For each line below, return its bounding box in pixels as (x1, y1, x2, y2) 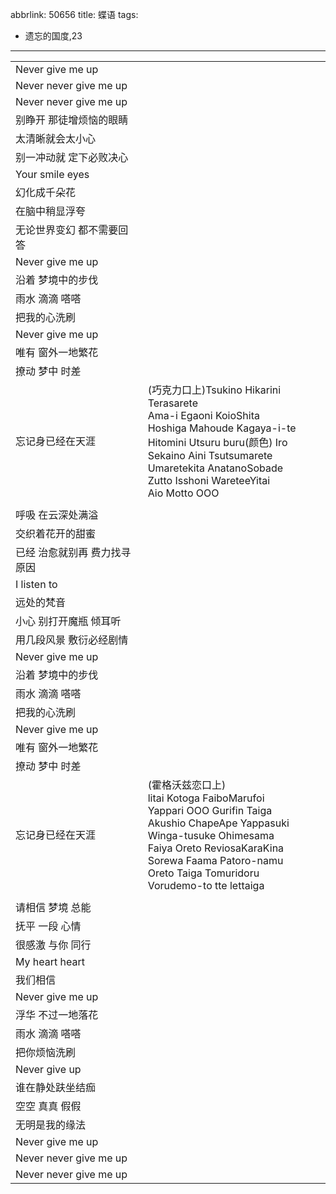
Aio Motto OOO (147, 486, 220, 500)
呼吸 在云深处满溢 (15, 508, 99, 522)
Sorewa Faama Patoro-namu (147, 854, 284, 867)
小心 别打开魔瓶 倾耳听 (15, 614, 122, 628)
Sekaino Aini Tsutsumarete (147, 449, 273, 462)
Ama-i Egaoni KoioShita (147, 409, 260, 422)
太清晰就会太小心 (15, 132, 97, 145)
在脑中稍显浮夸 (15, 204, 87, 218)
